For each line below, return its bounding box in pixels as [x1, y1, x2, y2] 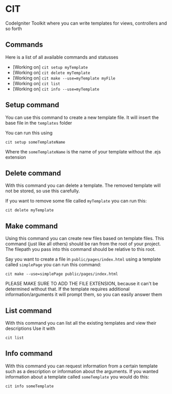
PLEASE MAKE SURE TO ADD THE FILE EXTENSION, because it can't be [5, 281, 158, 287]
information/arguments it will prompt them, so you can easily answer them [5, 291, 163, 298]
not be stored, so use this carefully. [5, 188, 80, 194]
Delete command [5, 169, 61, 178]
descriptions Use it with [5, 325, 55, 331]
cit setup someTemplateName [5, 140, 66, 145]
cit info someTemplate [5, 383, 54, 389]
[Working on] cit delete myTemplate [12, 69, 90, 75]
